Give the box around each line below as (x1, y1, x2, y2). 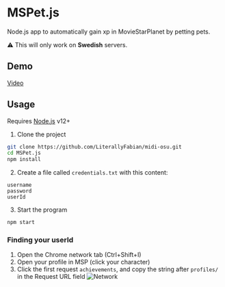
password (7, 188, 32, 195)
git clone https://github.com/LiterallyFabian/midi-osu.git (7, 143, 183, 150)
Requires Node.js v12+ (7, 116, 70, 125)
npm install (7, 156, 41, 163)
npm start (7, 219, 36, 226)
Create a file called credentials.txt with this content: (16, 169, 168, 177)
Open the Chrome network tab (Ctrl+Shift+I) (16, 251, 142, 259)
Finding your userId (7, 235, 74, 245)
